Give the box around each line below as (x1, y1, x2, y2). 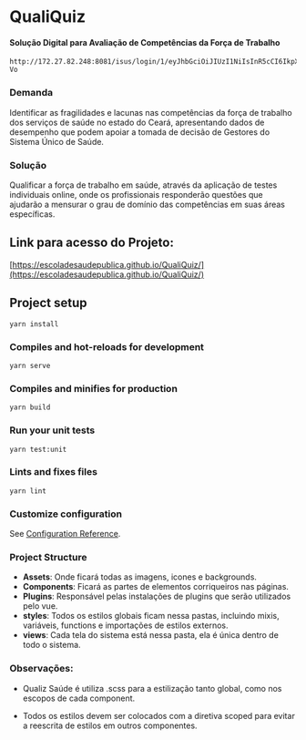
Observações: (9, 663, 74, 675)
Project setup (9, 295, 88, 311)
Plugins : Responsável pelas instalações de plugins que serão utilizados (22, 591, 291, 602)
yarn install (9, 319, 59, 329)
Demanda (9, 87, 53, 99)
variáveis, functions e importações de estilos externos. (22, 620, 229, 631)
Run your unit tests (9, 424, 96, 437)
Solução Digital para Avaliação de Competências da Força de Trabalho (9, 36, 280, 47)
